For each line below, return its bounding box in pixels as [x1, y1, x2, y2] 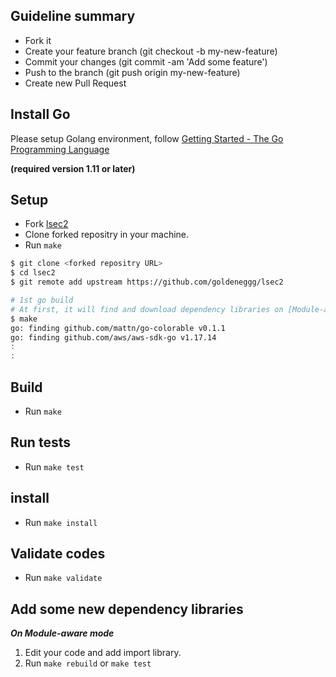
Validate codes [10, 545, 106, 563]
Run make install [24, 516, 98, 528]
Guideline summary [10, 8, 136, 25]
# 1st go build [10, 295, 74, 306]
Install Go [10, 106, 71, 123]
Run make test [24, 460, 85, 473]
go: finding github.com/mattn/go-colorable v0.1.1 [10, 323, 226, 333]
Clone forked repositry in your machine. [24, 229, 190, 241]
